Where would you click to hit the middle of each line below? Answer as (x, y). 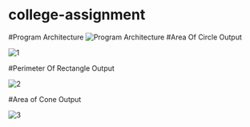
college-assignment (77, 15)
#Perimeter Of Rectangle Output (61, 68)
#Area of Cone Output (45, 99)
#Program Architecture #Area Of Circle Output (125, 37)
